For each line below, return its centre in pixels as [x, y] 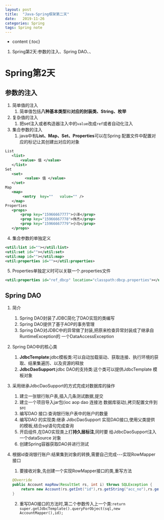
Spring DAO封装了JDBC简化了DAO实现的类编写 [67, 318]
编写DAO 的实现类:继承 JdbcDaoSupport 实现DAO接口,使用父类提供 [87, 420]
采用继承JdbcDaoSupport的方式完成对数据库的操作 [64, 386]
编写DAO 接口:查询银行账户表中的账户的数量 [64, 414]
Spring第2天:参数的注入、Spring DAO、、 [53, 52]
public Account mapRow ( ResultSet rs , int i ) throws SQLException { [82, 484]
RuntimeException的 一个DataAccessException [67, 337]
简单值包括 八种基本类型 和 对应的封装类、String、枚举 [73, 111]
